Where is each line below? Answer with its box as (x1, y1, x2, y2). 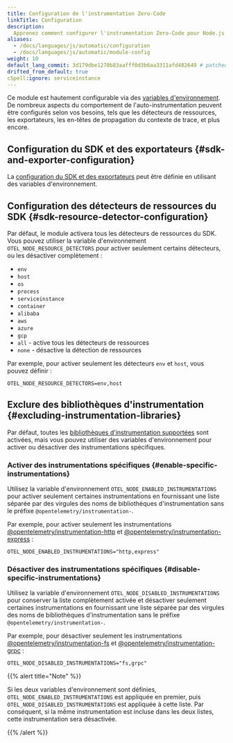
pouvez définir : (7, 367, 52, 375)
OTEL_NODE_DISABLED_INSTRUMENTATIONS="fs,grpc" (7, 660, 148, 667)
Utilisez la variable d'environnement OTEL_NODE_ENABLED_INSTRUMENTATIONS (7, 485, 217, 493)
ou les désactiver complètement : (7, 251, 103, 259)
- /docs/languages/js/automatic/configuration (13, 42, 150, 49)
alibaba (17, 310, 40, 317)
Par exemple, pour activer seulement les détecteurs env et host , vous (7, 359, 205, 368)
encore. (7, 123, 30, 132)
